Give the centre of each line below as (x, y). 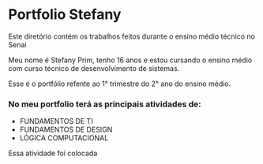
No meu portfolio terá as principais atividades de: (105, 104)
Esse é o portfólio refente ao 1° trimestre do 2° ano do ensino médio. (120, 84)
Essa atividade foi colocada (53, 153)
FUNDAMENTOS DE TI (56, 121)
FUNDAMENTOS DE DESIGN (66, 130)
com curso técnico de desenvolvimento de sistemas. (94, 68)
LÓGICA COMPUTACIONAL (64, 138)
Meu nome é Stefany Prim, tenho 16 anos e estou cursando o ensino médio (130, 60)
